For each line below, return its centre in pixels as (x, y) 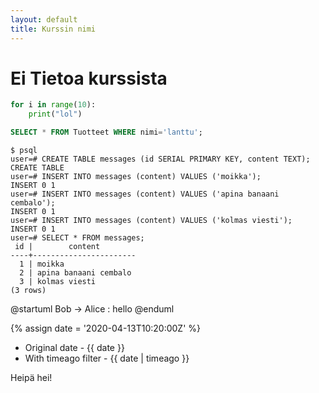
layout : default (44, 19)
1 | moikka (42, 264)
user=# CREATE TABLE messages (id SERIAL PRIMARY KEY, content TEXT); (160, 159)
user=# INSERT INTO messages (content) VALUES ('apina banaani (145, 194)
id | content (57, 247)
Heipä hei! (31, 378)
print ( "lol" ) (55, 114)
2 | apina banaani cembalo (75, 273)
